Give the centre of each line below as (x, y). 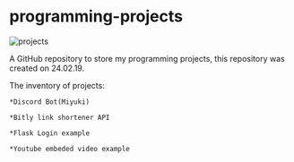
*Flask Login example (50, 133)
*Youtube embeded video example (69, 149)
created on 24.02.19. (47, 68)
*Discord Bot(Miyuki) (50, 102)
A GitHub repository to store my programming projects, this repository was (147, 58)
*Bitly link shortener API (60, 117)
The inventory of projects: (57, 85)
